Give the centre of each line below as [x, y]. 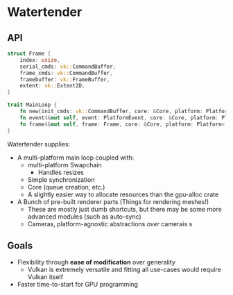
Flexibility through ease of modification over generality [96, 262]
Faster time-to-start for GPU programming [78, 285]
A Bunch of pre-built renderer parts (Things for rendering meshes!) [113, 201]
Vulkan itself [45, 277]
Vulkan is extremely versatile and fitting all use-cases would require [124, 270]
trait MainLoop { [32, 105]
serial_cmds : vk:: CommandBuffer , [68, 67]
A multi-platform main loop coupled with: [76, 158]
